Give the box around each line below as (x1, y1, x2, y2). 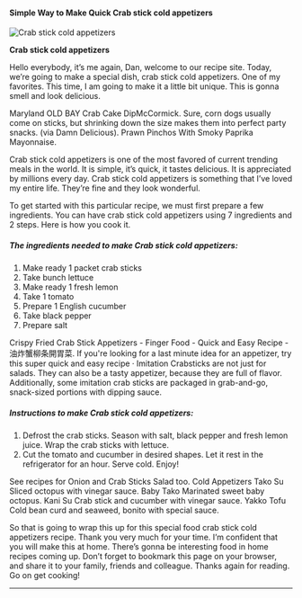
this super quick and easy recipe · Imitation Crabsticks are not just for (9, 358, 267, 369)
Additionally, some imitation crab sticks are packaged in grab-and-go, (9, 378, 268, 388)
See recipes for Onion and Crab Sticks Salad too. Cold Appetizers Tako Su (9, 477, 285, 487)
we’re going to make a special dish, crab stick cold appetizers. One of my (9, 72, 281, 83)
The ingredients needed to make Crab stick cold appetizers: (9, 239, 238, 251)
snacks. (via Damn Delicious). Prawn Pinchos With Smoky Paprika (9, 127, 253, 138)
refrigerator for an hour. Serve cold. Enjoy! (22, 459, 180, 469)
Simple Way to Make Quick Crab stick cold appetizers (9, 7, 213, 18)
